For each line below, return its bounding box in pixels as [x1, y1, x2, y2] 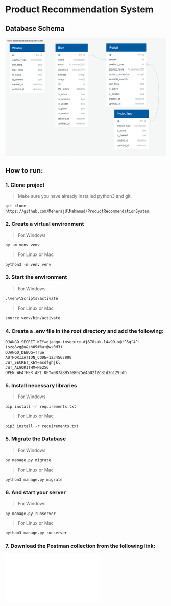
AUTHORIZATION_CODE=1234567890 [5, 355, 72, 360]
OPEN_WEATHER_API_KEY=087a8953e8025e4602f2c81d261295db [5, 370, 127, 375]
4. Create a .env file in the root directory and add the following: [5, 327, 164, 334]
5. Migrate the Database [5, 435, 66, 442]
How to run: [5, 166, 43, 175]
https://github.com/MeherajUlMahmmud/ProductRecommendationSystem [5, 208, 150, 214]
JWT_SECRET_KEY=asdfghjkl [5, 360, 60, 365]
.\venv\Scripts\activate [5, 296, 58, 301]
